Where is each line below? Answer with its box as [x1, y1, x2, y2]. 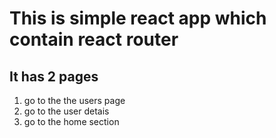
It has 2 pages [9, 68, 99, 85]
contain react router [9, 28, 179, 51]
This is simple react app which [9, 7, 267, 30]
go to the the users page [23, 95, 126, 106]
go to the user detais [23, 105, 110, 117]
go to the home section [23, 116, 120, 127]
